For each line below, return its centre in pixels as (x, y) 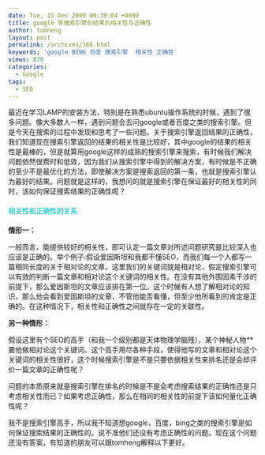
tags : (17, 81)
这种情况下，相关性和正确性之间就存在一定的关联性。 (122, 306)
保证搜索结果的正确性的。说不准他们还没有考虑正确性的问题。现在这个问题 (136, 432)
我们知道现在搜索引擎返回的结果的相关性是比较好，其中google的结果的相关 (130, 142)
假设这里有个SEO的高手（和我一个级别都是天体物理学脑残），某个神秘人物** (131, 340)
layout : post (30, 38)
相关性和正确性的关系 (43, 211)
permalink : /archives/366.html (60, 45)
